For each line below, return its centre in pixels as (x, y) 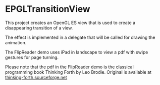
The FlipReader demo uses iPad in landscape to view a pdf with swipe (77, 52)
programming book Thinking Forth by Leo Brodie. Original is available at (78, 72)
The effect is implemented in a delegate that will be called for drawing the (80, 37)
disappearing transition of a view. (39, 28)
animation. (16, 42)
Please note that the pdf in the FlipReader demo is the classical (69, 67)
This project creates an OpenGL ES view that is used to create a (70, 23)
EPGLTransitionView (48, 9)
